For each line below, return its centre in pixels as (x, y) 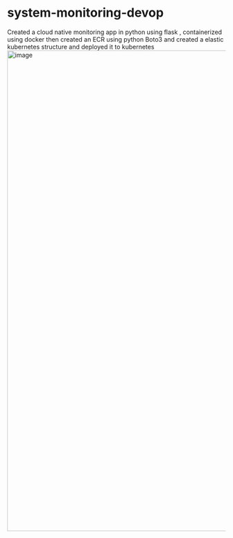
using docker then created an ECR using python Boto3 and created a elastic (115, 39)
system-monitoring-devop (86, 13)
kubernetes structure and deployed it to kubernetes (81, 47)
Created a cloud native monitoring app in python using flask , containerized (115, 32)
